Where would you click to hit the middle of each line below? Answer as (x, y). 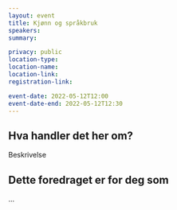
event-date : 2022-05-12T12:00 (59, 96)
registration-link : (41, 82)
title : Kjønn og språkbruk (53, 23)
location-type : (33, 60)
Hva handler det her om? (71, 136)
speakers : (25, 30)
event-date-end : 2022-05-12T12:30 (66, 103)
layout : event (32, 16)
